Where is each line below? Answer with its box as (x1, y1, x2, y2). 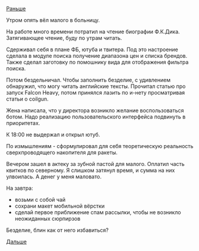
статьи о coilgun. (6, 95, 49, 102)
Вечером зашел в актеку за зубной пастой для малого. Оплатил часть (6, 161, 185, 167)
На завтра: (6, 184, 34, 192)
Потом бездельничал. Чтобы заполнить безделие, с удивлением (6, 77, 171, 83)
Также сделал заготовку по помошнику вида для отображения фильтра (6, 59, 189, 65)
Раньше (6, 5, 26, 12)
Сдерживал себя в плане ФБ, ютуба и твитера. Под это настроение (6, 46, 178, 53)
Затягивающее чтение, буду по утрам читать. (6, 34, 122, 41)
